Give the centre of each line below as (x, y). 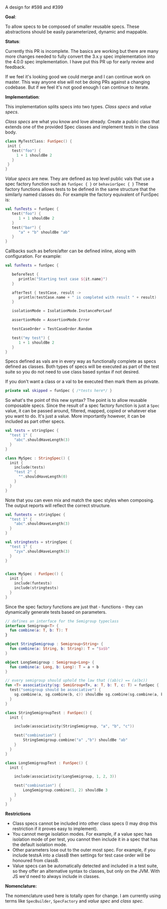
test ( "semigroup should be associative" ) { (55, 690)
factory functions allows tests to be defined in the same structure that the (80, 189)
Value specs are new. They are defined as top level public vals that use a (80, 179)
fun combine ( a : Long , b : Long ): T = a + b (54, 667)
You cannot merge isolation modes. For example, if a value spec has (82, 834)
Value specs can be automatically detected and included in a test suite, (85, 866)
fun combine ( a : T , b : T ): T (39, 630)
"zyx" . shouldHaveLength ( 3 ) (42, 551)
